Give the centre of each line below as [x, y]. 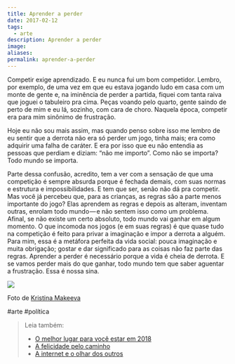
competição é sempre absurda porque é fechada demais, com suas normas [117, 181]
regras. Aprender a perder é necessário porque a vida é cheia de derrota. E [116, 256]
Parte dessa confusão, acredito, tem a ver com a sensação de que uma [110, 174]
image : [17, 46]
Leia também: [44, 325]
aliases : [20, 53]
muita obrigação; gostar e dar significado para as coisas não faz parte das [115, 248]
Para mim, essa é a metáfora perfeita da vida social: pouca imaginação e [112, 241]
